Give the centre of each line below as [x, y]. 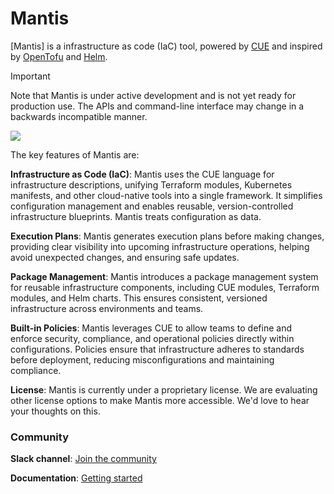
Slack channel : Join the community [83, 459]
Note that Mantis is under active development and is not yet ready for [153, 95]
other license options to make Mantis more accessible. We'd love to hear [160, 400]
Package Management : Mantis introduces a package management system [164, 276]
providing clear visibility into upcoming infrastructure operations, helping [160, 246]
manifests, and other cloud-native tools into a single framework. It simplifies [166, 195]
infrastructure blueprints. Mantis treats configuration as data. [136, 216]
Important [30, 76]
